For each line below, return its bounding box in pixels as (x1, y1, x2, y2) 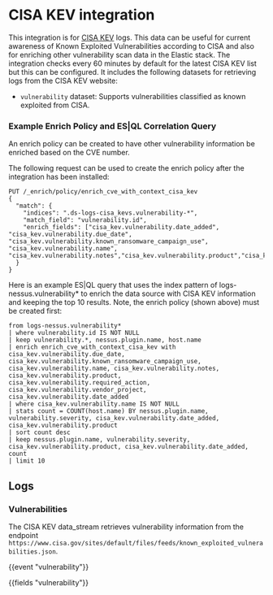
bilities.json (8, 547, 57, 556)
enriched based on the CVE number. (8, 148, 130, 158)
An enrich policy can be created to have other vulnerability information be (8, 139, 256, 149)
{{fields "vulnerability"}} (8, 577, 89, 587)
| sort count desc (8, 428, 71, 436)
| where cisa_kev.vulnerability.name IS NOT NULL (8, 400, 180, 408)
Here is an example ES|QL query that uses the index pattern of (8, 280, 218, 290)
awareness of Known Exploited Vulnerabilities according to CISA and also (8, 41, 254, 50)
